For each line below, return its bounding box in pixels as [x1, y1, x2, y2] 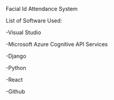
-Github [6, 88, 25, 95]
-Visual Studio [6, 29, 41, 36]
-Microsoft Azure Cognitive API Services [6, 41, 108, 48]
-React [6, 76, 23, 83]
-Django [6, 52, 27, 60]
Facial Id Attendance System [6, 5, 78, 12]
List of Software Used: [6, 17, 63, 24]
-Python [6, 64, 26, 71]
